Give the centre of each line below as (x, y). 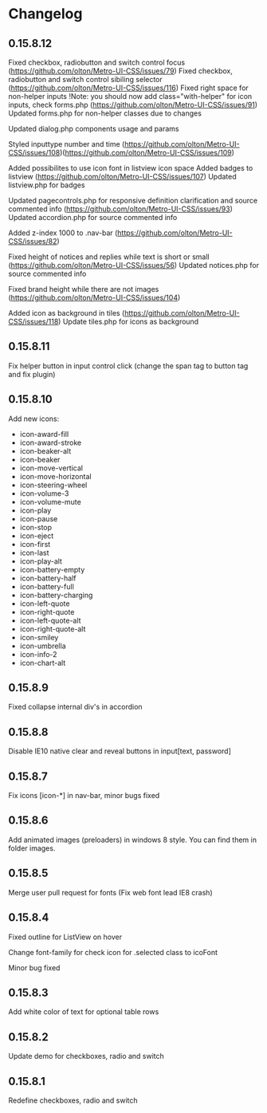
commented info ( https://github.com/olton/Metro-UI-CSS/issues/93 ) (121, 209)
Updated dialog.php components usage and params (94, 129)
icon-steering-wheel (53, 485)
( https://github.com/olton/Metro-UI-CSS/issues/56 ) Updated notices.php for (133, 265)
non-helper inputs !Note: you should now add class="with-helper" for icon (130, 96)
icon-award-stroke (51, 442)
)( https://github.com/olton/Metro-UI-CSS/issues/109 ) (147, 153)
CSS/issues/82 (33, 241)
